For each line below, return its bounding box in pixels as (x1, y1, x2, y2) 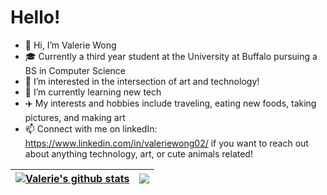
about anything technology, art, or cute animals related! (24, 147, 253, 160)
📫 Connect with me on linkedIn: (24, 122, 158, 135)
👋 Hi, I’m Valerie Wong (24, 39, 117, 51)
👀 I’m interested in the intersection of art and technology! (24, 75, 260, 87)
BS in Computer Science (24, 64, 126, 76)
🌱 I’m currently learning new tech (24, 86, 162, 98)
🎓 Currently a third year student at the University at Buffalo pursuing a (24, 50, 318, 62)
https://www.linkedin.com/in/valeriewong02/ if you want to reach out (24, 137, 309, 149)
